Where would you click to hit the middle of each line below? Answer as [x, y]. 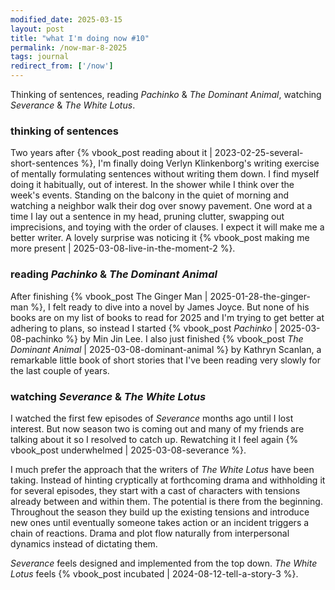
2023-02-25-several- [259, 153]
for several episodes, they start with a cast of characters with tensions [155, 490]
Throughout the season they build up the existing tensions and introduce [160, 512]
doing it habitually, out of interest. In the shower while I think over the [152, 185]
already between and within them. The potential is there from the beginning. [166, 501]
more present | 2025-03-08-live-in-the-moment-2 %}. [123, 248]
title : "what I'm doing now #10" [80, 38]
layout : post [37, 29]
